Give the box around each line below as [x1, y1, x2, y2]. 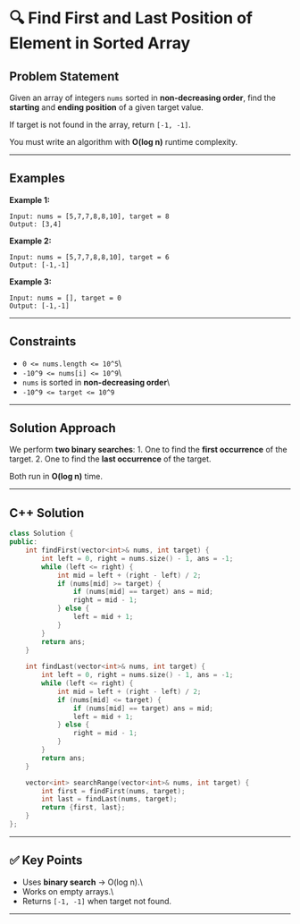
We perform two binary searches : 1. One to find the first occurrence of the [9, 445, 287, 455]
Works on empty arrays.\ [21, 886, 114, 896]
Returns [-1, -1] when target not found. [21, 895, 172, 906]
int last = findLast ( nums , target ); [41, 794, 178, 804]
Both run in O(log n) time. [9, 471, 103, 482]
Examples [9, 171, 65, 186]
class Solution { [9, 530, 74, 538]
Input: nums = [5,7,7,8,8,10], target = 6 [9, 252, 170, 261]
